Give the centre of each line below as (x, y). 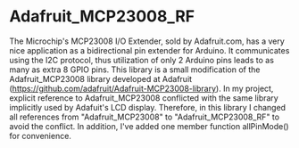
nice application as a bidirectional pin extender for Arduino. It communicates (149, 50)
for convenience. (40, 136)
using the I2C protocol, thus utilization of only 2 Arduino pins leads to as (142, 60)
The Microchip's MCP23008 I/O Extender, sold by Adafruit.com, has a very (147, 41)
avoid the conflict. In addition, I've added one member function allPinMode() (149, 126)
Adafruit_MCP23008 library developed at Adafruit (101, 78)
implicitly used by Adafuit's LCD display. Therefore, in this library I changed (148, 107)
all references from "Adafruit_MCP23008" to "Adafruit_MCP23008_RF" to (144, 117)
